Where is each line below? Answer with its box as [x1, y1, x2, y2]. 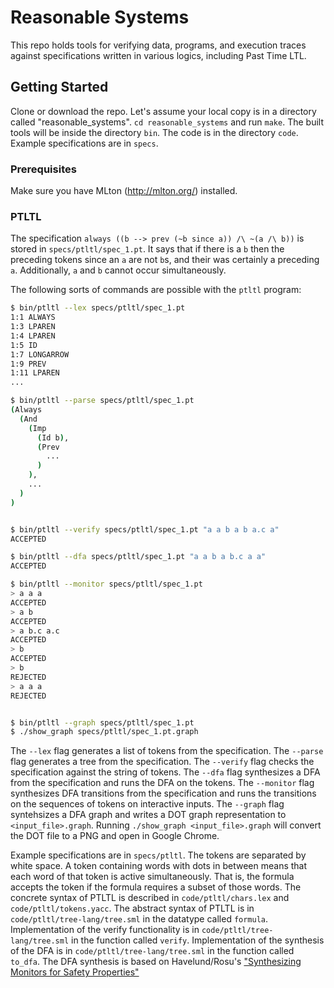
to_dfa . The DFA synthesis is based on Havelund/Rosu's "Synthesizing [10, 956, 302, 968]
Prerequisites [10, 162, 77, 176]
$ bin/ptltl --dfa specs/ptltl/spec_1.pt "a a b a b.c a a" [10, 552, 267, 562]
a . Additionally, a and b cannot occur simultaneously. [10, 264, 227, 276]
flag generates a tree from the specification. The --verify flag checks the [10, 756, 315, 768]
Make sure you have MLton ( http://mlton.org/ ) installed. [10, 185, 238, 197]
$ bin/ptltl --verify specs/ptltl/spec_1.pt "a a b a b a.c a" [10, 524, 280, 535]
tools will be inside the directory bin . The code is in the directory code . [10, 126, 299, 138]
